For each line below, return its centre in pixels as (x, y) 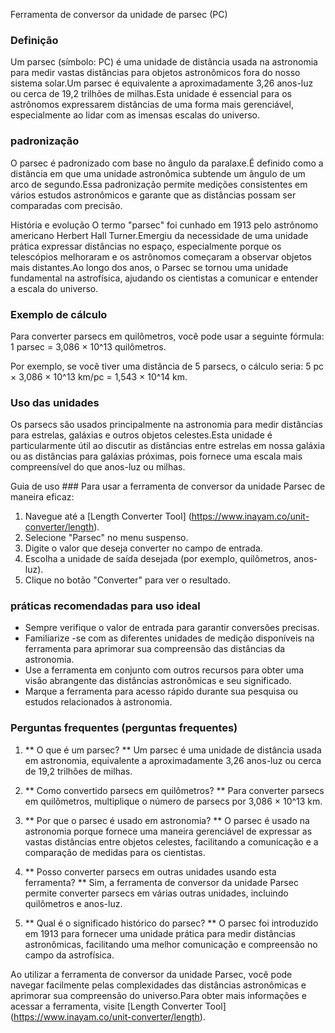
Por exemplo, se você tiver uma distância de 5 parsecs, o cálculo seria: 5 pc (167, 366)
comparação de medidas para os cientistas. (115, 852)
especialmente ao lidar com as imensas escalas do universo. (135, 115)
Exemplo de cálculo (59, 314)
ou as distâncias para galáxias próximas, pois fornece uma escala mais (156, 456)
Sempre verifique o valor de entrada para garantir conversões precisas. (172, 628)
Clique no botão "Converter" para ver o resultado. (127, 580)
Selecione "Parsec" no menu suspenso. (106, 538)
